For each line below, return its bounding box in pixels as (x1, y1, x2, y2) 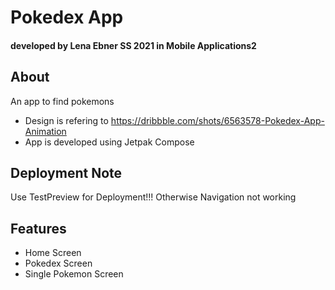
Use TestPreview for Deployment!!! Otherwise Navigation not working (10, 191, 297, 203)
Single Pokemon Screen (24, 268, 124, 280)
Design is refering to (24, 114, 109, 126)
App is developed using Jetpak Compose (24, 136, 195, 148)
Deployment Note (10, 164, 123, 181)
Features (10, 220, 67, 237)
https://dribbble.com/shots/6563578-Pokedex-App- (110, 114, 325, 126)
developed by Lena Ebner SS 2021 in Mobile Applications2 (10, 39, 257, 51)
